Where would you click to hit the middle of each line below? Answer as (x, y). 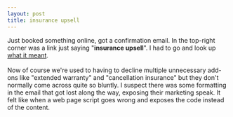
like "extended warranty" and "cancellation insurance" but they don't (119, 77)
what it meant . (28, 55)
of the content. (29, 107)
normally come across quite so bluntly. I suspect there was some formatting (117, 85)
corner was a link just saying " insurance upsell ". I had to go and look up (112, 48)
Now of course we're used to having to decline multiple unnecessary (107, 70)
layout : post (26, 14)
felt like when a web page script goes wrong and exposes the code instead (116, 99)
